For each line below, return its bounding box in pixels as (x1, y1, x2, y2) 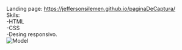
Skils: (6, 11, 20, 19)
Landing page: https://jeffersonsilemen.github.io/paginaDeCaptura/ (6, 5, 176, 12)
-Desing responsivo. (6, 31, 57, 38)
